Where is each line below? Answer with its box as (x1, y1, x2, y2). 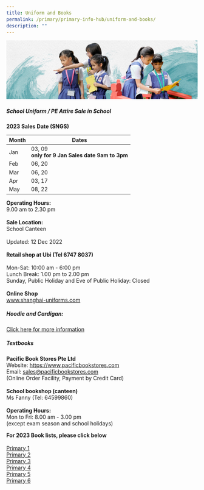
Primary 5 (6, 470, 31, 478)
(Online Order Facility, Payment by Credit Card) (6, 374, 124, 382)
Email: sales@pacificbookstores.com (6, 367, 99, 375)
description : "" (6, 23, 47, 29)
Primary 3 (6, 457, 31, 464)
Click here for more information (6, 325, 85, 333)
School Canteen (6, 225, 47, 232)
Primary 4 (6, 464, 32, 471)
